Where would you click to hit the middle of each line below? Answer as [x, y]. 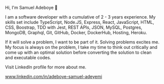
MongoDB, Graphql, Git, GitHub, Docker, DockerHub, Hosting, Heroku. [76, 32]
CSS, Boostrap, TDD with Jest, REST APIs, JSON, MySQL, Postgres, [74, 27]
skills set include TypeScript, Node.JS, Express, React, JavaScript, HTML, [80, 22]
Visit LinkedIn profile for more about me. [46, 67]
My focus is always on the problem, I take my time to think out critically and [81, 47]
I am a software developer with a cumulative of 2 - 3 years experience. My [80, 17]
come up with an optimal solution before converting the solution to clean [78, 52]
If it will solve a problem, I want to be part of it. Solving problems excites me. [82, 42]
